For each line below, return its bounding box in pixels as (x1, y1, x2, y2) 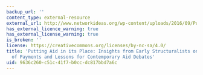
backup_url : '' (6, 8, 45, 15)
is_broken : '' (6, 37, 42, 43)
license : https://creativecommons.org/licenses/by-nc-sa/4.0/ (6, 43, 166, 49)
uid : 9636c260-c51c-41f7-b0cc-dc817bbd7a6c (6, 59, 118, 65)
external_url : (6, 20, 42, 26)
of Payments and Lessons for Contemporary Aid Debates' (11, 54, 155, 60)
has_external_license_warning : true (6, 31, 98, 37)
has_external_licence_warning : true (6, 25, 98, 32)
